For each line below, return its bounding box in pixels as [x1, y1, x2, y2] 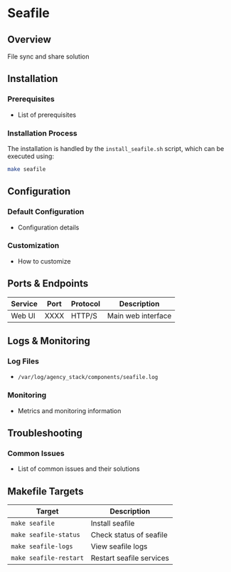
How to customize [17, 256, 71, 265]
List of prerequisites [17, 110, 77, 119]
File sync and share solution [7, 52, 90, 61]
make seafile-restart [11, 554, 84, 562]
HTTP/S [70, 311, 98, 321]
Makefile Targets [7, 485, 84, 497]
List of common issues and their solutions [17, 464, 140, 473]
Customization [7, 241, 60, 251]
